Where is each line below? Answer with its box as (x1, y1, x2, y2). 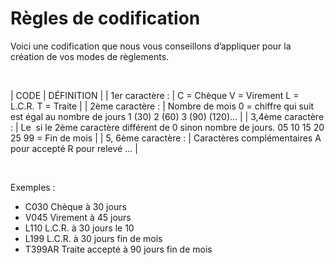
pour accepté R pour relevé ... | (10, 142, 138, 154)
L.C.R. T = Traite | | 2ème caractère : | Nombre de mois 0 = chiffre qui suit (10, 100, 315, 112)
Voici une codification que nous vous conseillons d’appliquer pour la (10, 40, 292, 52)
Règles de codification (10, 7, 201, 30)
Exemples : (10, 181, 56, 193)
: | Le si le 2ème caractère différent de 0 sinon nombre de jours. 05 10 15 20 (10, 121, 325, 133)
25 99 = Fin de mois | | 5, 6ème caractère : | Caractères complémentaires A (10, 132, 322, 144)
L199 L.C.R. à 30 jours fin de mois (24, 232, 163, 244)
